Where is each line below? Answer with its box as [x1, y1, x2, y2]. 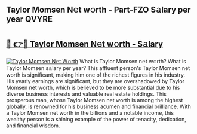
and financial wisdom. [6, 122, 60, 129]
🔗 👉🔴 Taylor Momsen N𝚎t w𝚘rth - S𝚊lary [6, 39, 163, 49]
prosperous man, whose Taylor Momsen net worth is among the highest [6, 97, 183, 103]
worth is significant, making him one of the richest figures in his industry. [6, 71, 186, 78]
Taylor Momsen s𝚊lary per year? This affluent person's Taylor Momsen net [6, 65, 190, 71]
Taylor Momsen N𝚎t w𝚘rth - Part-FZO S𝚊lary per [6, 5, 191, 15]
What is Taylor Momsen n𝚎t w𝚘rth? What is [79, 58, 187, 65]
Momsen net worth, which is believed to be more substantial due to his [6, 84, 180, 91]
